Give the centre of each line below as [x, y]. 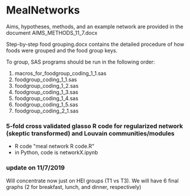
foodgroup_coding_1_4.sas [46, 98]
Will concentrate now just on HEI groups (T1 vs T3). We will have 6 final [92, 181]
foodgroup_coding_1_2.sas [46, 85]
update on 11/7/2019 [36, 168]
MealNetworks [43, 10]
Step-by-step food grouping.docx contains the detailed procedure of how [95, 44]
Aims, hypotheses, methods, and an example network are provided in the [95, 26]
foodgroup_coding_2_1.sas [46, 111]
